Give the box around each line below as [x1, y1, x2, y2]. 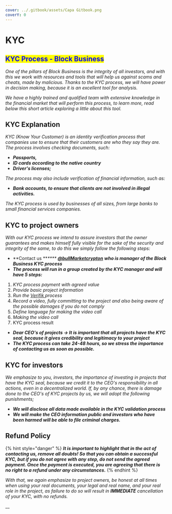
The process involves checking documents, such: [5, 144, 110, 151]
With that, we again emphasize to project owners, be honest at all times [5, 477, 157, 483]
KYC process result [12, 319, 54, 326]
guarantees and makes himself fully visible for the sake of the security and [5, 240, 164, 246]
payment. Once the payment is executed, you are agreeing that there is [5, 461, 160, 467]
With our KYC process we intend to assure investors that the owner [5, 234, 147, 241]
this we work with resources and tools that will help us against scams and [5, 74, 162, 80]
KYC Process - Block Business [5, 55, 104, 63]
